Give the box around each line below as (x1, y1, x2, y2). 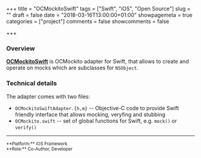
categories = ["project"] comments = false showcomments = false (6, 18, 169, 25)
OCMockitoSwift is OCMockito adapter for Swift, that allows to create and (6, 58, 190, 65)
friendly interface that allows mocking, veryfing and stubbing (14, 111, 166, 118)
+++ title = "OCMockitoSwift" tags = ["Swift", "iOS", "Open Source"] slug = (6, 5, 191, 12)
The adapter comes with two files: (6, 93, 90, 100)
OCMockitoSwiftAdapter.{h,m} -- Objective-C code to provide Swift (14, 104, 179, 111)
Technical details (6, 79, 57, 87)
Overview (6, 44, 35, 53)
